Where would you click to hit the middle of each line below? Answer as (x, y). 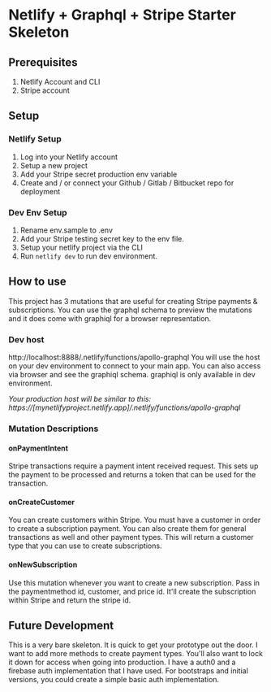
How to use (37, 282)
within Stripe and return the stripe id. (70, 600)
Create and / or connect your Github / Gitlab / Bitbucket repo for (127, 183)
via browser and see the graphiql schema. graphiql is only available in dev (132, 375)
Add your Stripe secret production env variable (99, 174)
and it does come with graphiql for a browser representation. (110, 318)
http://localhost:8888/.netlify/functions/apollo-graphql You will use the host (134, 357)
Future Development (61, 626)
